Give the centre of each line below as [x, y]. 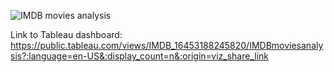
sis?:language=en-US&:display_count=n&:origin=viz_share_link [140, 56]
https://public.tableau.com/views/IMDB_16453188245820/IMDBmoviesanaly [167, 45]
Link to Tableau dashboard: [66, 34]
